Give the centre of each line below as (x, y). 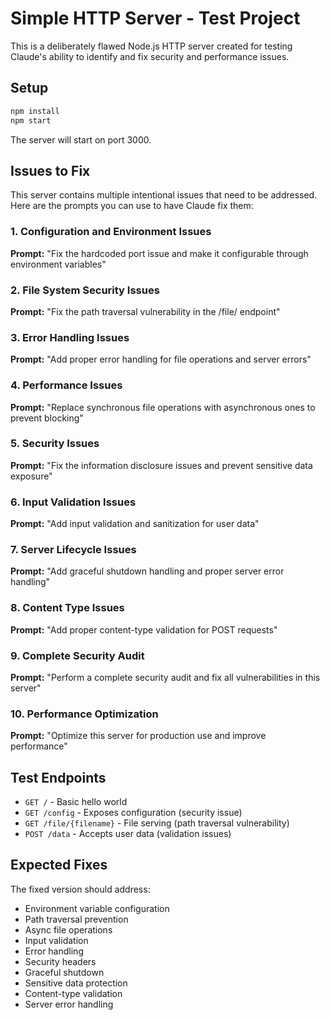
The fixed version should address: (80, 889)
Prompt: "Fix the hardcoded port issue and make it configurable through (159, 253)
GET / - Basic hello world (76, 802)
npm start (31, 120)
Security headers (60, 961)
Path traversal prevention (76, 919)
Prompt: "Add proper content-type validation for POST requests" (144, 629)
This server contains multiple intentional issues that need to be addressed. (164, 195)
